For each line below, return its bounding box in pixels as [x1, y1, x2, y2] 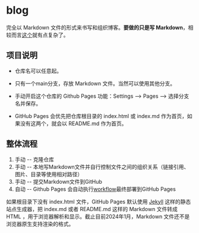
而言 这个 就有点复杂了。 [11, 31, 69, 39]
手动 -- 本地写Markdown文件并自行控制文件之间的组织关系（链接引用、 [14, 163, 189, 170]
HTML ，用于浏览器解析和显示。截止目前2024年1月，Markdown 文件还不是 [6, 213, 190, 220]
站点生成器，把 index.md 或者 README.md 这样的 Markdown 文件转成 [6, 205, 178, 212]
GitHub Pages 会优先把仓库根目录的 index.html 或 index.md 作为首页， [14, 112, 187, 119]
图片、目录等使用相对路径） [14, 170, 83, 178]
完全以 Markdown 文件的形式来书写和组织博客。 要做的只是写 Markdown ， [6, 24, 188, 31]
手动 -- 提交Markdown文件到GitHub [14, 178, 103, 185]
